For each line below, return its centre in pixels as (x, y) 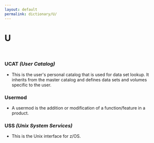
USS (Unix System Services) (39, 126)
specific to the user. (31, 85)
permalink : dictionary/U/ (31, 14)
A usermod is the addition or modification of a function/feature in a (78, 108)
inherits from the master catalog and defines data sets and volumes (79, 79)
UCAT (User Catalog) (30, 64)
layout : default (21, 9)
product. (20, 113)
